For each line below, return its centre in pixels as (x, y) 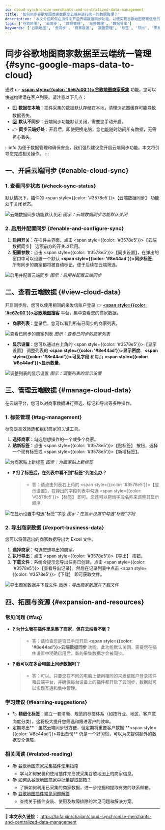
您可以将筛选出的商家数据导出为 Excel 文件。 (51, 539)
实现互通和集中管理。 (58, 688)
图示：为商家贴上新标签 (69, 462)
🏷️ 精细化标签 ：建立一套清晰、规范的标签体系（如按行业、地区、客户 (82, 714)
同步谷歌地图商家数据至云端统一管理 (78, 54)
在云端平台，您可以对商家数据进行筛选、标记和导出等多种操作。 (69, 403)
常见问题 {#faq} (24, 617)
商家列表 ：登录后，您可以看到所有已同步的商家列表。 (66, 323)
